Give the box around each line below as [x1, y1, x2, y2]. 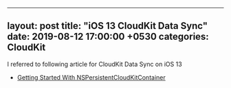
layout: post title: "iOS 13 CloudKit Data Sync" [7, 20, 208, 32]
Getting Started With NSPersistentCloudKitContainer [16, 73, 166, 81]
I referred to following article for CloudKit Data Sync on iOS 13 [7, 60, 182, 68]
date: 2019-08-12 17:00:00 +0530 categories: [7, 31, 210, 43]
